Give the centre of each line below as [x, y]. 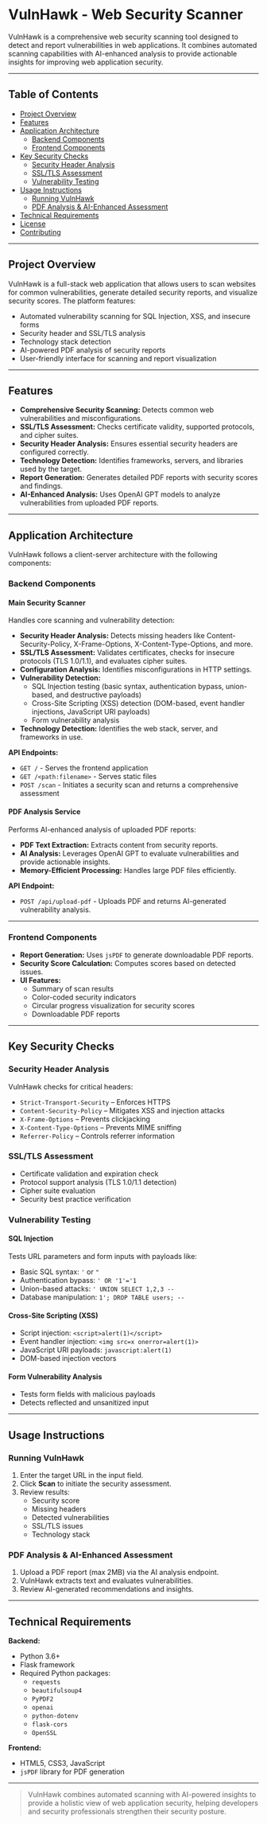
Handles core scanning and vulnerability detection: [91, 620]
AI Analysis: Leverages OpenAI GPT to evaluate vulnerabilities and [129, 853]
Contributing [40, 232]
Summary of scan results [72, 988]
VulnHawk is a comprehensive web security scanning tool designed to [123, 37]
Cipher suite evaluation [57, 1191]
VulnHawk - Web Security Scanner [126, 15]
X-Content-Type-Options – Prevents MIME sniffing [101, 1127]
